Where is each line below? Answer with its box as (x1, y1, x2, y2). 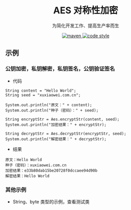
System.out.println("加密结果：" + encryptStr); (5, 122, 107, 127)
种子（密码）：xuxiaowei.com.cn (5, 163, 67, 168)
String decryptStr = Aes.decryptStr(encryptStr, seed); (5, 131, 126, 136)
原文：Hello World (5, 157, 42, 162)
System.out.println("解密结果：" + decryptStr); (5, 136, 107, 142)
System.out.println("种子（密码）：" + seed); (5, 108, 99, 113)
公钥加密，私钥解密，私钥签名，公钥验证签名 (5, 65, 115, 72)
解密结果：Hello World (5, 173, 50, 178)
